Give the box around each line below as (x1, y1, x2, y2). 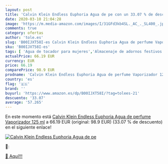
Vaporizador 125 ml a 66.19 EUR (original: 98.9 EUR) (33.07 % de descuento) (5, 119, 163, 125)
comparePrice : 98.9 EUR (5, 68, 55, 73)
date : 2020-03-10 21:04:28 (5, 16, 61, 21)
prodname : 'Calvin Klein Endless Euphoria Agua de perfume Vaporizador (5, 72, 157, 77)
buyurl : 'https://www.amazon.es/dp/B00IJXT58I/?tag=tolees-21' (5, 91, 140, 96)
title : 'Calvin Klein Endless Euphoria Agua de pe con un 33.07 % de (5, 12, 153, 17)
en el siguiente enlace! (5, 124, 51, 130)
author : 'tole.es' (5, 35, 43, 40)
